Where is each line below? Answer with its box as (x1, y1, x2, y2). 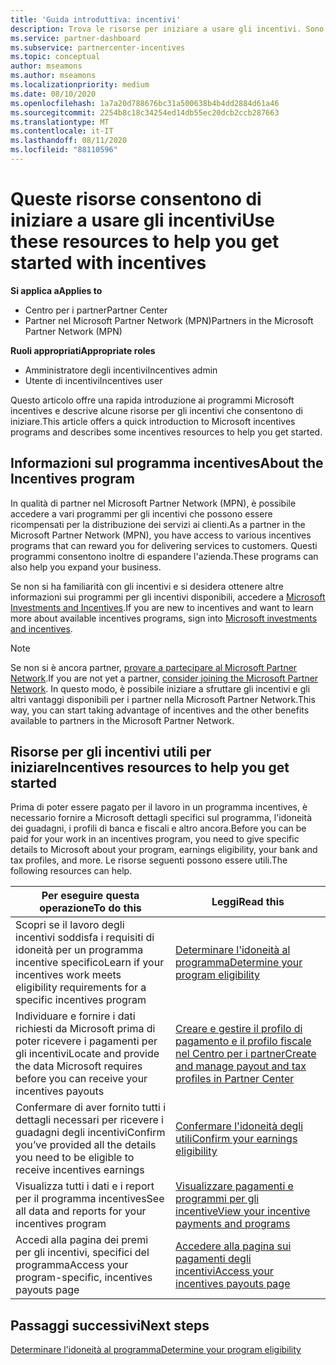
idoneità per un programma (15, 943, 144, 957)
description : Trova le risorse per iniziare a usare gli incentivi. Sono (10, 24, 325, 34)
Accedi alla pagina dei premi (15, 1233, 149, 1247)
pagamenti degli (175, 1252, 252, 1266)
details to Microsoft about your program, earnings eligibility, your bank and (10, 844, 318, 856)
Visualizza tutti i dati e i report (15, 1179, 155, 1193)
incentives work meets (15, 968, 122, 982)
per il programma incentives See (15, 1192, 165, 1206)
